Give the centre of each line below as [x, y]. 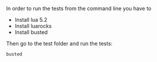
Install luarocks [33, 26]
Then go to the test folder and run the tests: [59, 44]
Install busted [31, 32]
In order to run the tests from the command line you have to [79, 8]
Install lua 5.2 [31, 20]
